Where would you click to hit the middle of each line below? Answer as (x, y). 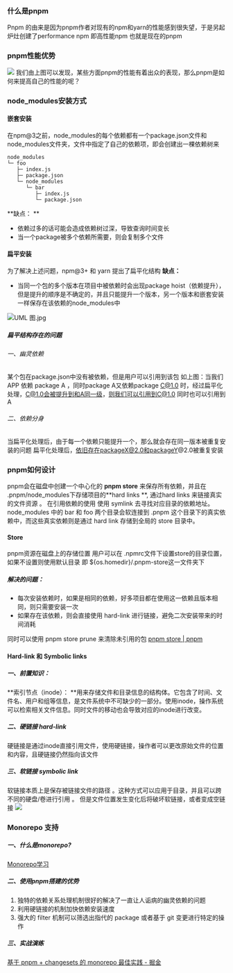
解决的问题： (25, 579)
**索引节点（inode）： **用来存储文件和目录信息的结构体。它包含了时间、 (112, 692)
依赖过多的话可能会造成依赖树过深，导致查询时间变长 (93, 228)
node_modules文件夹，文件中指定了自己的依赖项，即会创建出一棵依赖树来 (113, 144)
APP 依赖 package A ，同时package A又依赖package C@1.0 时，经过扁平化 (115, 385)
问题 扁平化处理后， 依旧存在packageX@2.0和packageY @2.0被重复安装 (121, 450)
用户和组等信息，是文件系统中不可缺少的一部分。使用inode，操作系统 (124, 701)
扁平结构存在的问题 (35, 335)
